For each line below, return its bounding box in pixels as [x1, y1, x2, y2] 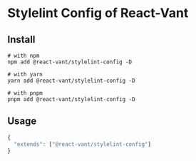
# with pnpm [7, 90, 43, 97]
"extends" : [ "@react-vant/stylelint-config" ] [14, 140, 152, 147]
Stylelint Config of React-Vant [7, 5, 189, 21]
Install [7, 33, 36, 46]
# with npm [7, 52, 40, 59]
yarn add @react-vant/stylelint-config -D [7, 77, 135, 84]
